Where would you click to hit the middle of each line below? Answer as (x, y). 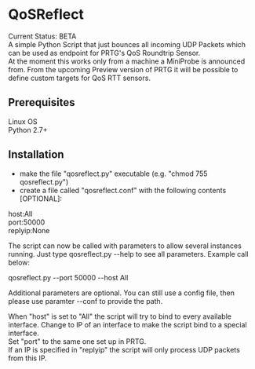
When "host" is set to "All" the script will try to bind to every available (120, 316)
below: (19, 262)
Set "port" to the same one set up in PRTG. (77, 341)
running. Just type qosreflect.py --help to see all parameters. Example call (128, 254)
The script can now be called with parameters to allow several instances (125, 246)
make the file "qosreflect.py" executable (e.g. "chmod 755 (113, 174)
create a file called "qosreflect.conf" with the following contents (123, 190)
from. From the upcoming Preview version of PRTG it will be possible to (123, 69)
